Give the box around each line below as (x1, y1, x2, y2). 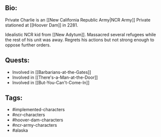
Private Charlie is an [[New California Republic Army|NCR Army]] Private (5, 17, 151, 23)
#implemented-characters (12, 107, 65, 113)
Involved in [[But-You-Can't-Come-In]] (12, 79, 90, 85)
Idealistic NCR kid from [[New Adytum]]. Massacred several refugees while (5, 31, 156, 37)
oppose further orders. (5, 42, 51, 48)
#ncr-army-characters (12, 122, 57, 128)
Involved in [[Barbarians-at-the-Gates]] (12, 69, 91, 75)
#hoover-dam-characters (12, 117, 63, 123)
